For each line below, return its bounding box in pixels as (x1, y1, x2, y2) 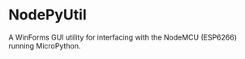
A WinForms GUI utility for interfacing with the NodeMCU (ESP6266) (8, 32, 238, 42)
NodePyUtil (8, 6, 87, 24)
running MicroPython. (8, 40, 81, 50)
